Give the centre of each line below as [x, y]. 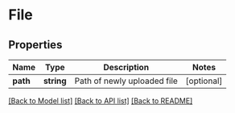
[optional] [204, 81]
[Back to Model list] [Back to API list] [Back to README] [101, 101]
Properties [35, 45]
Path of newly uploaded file [126, 81]
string [55, 81]
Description [126, 67]
